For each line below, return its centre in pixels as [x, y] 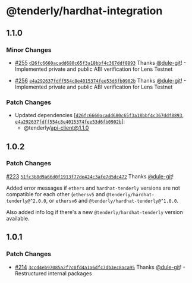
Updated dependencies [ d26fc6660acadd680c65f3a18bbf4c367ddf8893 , [99, 115]
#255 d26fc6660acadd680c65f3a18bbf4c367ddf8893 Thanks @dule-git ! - [100, 62]
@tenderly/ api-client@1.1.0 [56, 128]
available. [18, 218]
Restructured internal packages [53, 273]
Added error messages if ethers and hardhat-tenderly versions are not [93, 188]
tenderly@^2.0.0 [26, 201]
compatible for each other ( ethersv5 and [56, 194]
